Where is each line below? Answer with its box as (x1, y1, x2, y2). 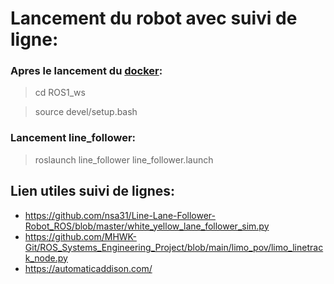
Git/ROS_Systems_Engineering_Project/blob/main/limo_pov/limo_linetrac (24, 241, 324, 253)
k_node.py (24, 252, 68, 264)
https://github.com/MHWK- (24, 230, 137, 242)
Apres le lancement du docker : (10, 64, 163, 78)
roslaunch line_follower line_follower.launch (34, 153, 214, 166)
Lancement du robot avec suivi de (10, 7, 298, 30)
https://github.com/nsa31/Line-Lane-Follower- (24, 209, 217, 221)
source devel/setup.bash (34, 106, 138, 118)
